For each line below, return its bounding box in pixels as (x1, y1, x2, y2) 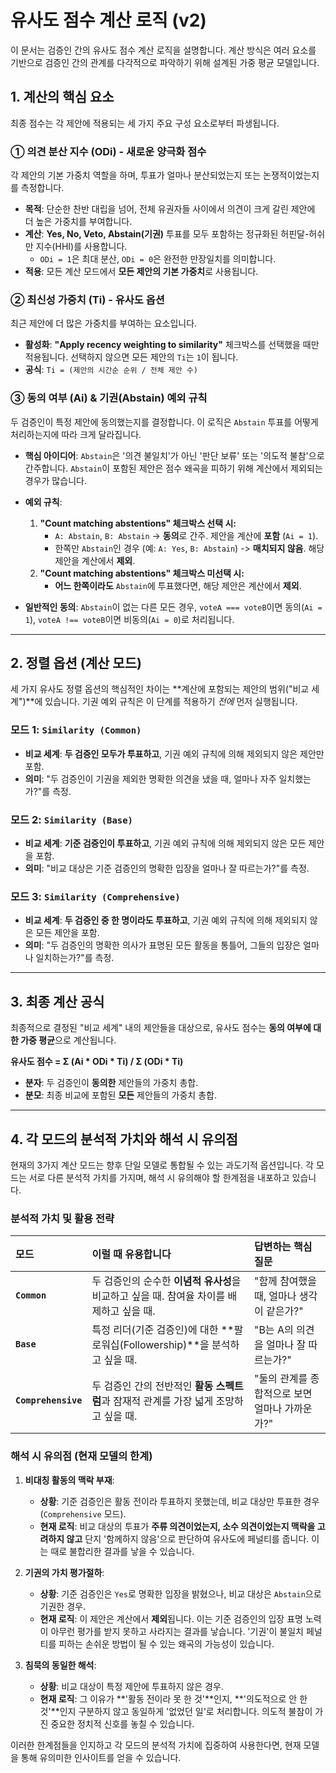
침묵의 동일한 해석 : (24, 1659, 97, 1671)
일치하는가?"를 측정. (35, 952, 115, 964)
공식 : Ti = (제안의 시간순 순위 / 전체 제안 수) (24, 364, 198, 376)
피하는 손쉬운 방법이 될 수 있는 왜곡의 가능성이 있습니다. (58, 1637, 275, 1650)
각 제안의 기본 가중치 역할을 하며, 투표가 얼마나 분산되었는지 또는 (10, 169, 262, 181)
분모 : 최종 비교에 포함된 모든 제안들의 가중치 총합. (24, 1089, 217, 1101)
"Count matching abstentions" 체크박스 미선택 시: (39, 567, 245, 579)
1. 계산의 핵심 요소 (10, 89, 115, 106)
